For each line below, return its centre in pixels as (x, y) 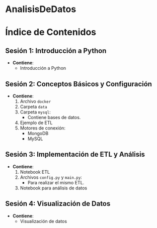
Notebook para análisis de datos (53, 188)
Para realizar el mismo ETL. (56, 182)
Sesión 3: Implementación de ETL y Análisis (75, 154)
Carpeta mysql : (35, 112)
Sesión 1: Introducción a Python (56, 50)
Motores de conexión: (43, 128)
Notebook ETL (35, 172)
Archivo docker (35, 101)
